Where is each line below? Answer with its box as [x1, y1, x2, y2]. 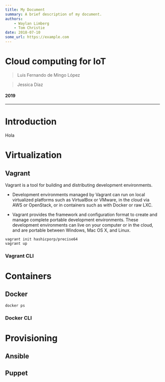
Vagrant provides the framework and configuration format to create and [12, 211, 158, 217]
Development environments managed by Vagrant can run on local [12, 191, 145, 197]
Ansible [5, 352, 29, 360]
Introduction [5, 116, 57, 127]
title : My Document [5, 7, 45, 12]
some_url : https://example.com [5, 35, 69, 40]
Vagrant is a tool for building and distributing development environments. [5, 182, 153, 188]
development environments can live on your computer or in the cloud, [12, 222, 154, 228]
